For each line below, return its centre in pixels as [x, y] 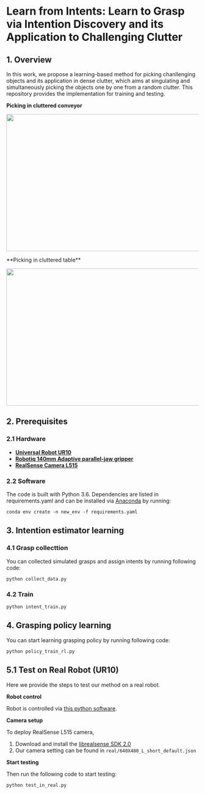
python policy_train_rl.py [41, 651]
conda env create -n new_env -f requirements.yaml [72, 512]
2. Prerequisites [37, 422]
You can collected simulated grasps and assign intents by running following [101, 561]
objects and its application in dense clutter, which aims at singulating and [98, 81]
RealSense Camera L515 [46, 465]
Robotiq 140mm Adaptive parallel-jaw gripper [74, 459]
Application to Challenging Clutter [95, 37]
